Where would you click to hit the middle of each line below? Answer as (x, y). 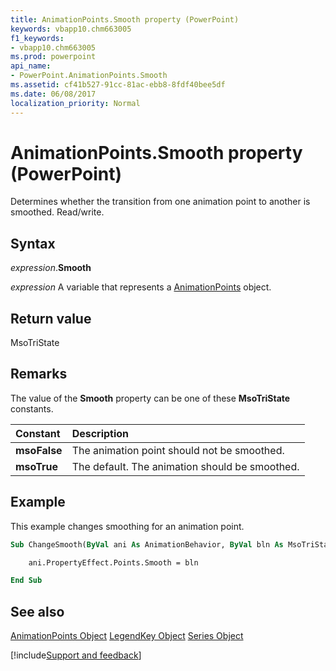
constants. (32, 408)
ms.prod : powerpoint (53, 57)
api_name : (31, 66)
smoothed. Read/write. (57, 212)
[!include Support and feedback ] (76, 655)
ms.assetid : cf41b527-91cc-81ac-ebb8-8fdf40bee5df (118, 85)
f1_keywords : (37, 38)
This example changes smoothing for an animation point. (127, 526)
